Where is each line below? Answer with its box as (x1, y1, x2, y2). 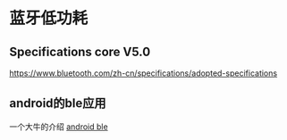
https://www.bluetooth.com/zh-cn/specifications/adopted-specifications (9, 68, 278, 78)
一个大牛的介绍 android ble (9, 121, 109, 132)
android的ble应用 (9, 95, 106, 111)
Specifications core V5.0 (9, 44, 151, 59)
